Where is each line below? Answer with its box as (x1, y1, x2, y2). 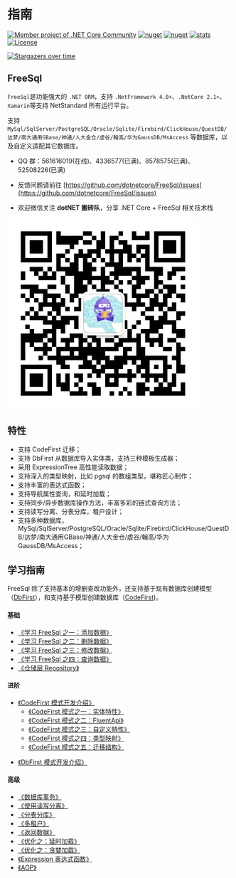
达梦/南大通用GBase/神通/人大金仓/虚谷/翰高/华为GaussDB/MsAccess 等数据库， (7, 132, 222, 141)
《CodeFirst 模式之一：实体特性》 (28, 707, 124, 715)
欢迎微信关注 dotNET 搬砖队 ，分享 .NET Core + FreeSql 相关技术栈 (17, 203, 214, 212)
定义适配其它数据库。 (19, 141, 82, 150)
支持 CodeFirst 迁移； (17, 445, 82, 454)
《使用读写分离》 (17, 801, 68, 810)
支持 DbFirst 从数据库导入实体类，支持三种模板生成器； (17, 454, 180, 462)
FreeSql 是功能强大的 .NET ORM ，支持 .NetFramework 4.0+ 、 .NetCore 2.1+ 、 (7, 92, 226, 100)
